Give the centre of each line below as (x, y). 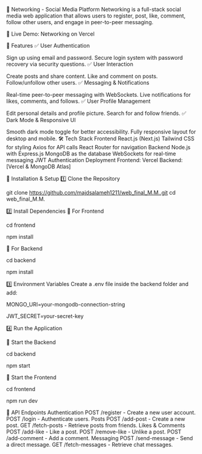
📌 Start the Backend (31, 342)
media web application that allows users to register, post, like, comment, (96, 16)
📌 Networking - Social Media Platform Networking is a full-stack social (94, 9)
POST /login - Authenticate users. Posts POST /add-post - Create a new (96, 419)
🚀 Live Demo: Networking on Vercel (50, 34)
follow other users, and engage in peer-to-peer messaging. (80, 22)
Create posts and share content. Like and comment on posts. (82, 76)
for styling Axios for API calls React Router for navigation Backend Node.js (99, 147)
